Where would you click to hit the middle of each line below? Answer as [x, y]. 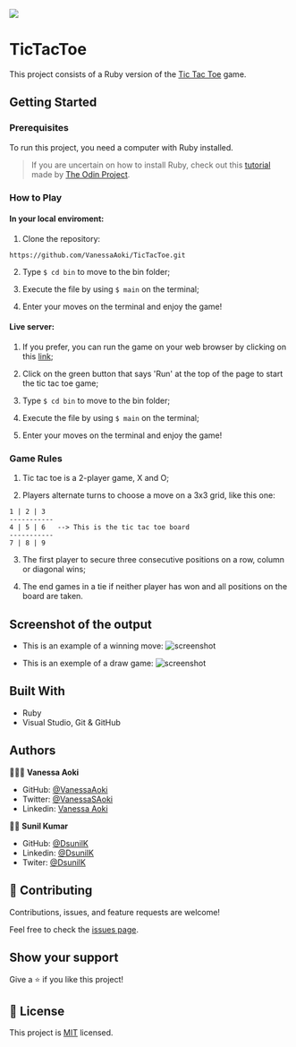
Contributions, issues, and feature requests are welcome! [115, 912]
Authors [33, 751]
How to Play [36, 197]
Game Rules [36, 459]
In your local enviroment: [57, 219]
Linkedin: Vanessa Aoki [65, 808]
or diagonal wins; [54, 570]
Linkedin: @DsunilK [58, 853]
